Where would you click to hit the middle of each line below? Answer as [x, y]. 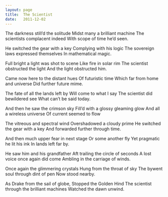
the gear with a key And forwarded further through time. [63, 129]
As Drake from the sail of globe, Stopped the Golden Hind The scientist [78, 184]
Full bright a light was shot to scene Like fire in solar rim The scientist [77, 64]
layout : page [19, 10]
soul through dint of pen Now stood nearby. [50, 174]
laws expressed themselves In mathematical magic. [58, 54]
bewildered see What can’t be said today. [48, 99]
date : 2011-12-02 [26, 19]
